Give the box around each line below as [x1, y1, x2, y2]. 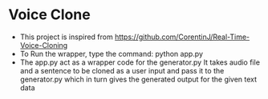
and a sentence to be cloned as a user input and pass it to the [19, 65, 225, 75]
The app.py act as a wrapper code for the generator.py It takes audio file [19, 57, 261, 67]
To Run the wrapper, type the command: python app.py [19, 49, 203, 58]
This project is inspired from [19, 32, 114, 42]
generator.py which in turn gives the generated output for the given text [19, 74, 258, 84]
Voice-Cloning [19, 40, 68, 49]
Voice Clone [8, 6, 91, 24]
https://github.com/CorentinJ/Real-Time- [115, 32, 250, 42]
